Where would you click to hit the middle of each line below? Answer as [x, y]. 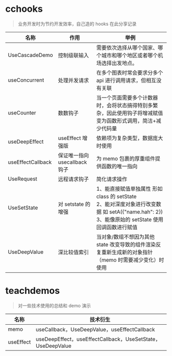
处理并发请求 [73, 80]
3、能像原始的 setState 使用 [130, 220]
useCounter [22, 112]
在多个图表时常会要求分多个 [130, 72]
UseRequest [23, 179]
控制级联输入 [73, 55]
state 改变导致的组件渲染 [126, 244]
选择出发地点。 [120, 63]
